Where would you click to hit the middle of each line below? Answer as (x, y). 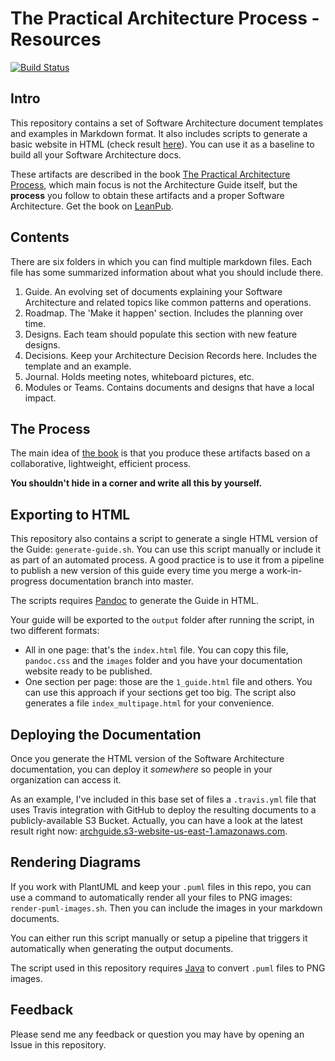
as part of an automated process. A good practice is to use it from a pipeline (167, 560)
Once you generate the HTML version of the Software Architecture (147, 758)
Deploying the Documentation (106, 734)
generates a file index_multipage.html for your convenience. (149, 703)
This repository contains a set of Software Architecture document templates (167, 123)
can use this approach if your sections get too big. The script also (160, 693)
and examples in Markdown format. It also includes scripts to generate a (159, 133)
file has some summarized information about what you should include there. (167, 272)
